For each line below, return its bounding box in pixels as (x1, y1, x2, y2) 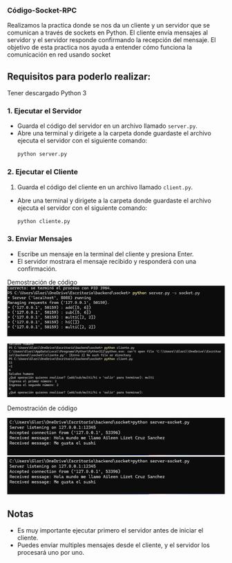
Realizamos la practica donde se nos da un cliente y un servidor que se (7, 21, 211, 30)
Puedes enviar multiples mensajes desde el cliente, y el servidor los (17, 541, 211, 549)
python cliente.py (17, 218, 70, 225)
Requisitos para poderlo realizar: (7, 70, 151, 82)
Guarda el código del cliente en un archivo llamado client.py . (17, 182, 193, 191)
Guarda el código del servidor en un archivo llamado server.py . (17, 122, 198, 130)
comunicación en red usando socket (7, 50, 111, 59)
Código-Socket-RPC (7, 6, 77, 15)
